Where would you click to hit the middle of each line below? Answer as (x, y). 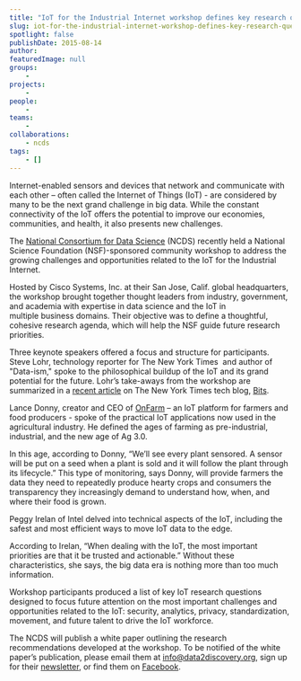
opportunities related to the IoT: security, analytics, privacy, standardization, (149, 611)
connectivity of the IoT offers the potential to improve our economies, (138, 214)
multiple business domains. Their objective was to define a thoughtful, (139, 315)
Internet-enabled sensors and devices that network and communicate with (147, 185)
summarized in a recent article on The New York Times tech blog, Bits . (139, 390)
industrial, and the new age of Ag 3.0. (78, 436)
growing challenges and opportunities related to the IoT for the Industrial (143, 260)
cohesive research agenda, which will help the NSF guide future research (145, 325)
